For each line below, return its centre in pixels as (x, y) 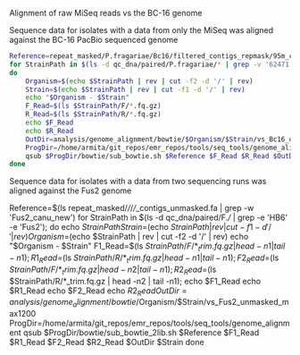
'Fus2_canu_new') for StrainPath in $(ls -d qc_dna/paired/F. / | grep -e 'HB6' (149, 217)
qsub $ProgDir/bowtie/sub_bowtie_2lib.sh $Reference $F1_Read (141, 333)
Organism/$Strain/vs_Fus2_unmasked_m (214, 302)
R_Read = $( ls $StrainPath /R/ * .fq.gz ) (94, 114)
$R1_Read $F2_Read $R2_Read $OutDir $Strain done (107, 342)
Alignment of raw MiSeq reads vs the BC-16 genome (106, 13)
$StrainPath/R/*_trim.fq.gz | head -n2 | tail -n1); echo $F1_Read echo (135, 281)
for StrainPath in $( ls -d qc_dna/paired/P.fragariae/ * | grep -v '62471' (151, 64)
